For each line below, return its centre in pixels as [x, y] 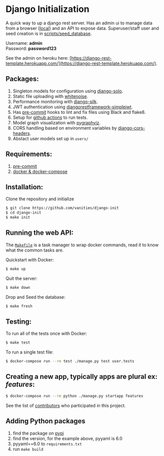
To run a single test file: [29, 352]
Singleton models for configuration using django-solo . [68, 91]
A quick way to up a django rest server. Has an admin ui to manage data [79, 23]
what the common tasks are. [35, 250]
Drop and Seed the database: [36, 297]
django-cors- [131, 128]
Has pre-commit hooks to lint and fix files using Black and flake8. [79, 112]
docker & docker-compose [40, 171]
